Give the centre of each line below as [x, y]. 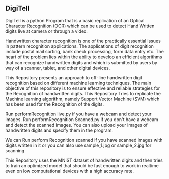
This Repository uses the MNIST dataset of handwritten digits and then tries [84, 160]
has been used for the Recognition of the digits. [55, 104]
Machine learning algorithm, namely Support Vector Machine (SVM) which [82, 99]
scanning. [16, 150]
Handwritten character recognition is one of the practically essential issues [83, 41]
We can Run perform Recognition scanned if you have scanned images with [84, 140]
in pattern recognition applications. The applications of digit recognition [79, 46]
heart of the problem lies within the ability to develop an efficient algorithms [84, 57]
